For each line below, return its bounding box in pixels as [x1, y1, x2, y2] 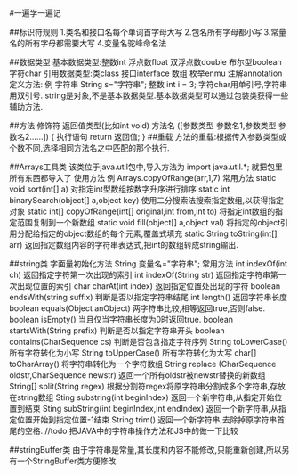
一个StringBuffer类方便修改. [16, 455, 118, 466]
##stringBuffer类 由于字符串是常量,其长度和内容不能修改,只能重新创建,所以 [9, 445, 282, 455]
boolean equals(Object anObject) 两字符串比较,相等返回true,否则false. [9, 303, 265, 314]
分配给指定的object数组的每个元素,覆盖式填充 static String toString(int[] [16, 228, 278, 239]
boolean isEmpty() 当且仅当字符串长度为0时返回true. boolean [9, 315, 234, 324]
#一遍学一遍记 [9, 8, 61, 18]
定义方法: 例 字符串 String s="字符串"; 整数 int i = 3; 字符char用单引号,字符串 [9, 79, 287, 89]
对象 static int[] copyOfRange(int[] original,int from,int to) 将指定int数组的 [9, 206, 276, 217]
